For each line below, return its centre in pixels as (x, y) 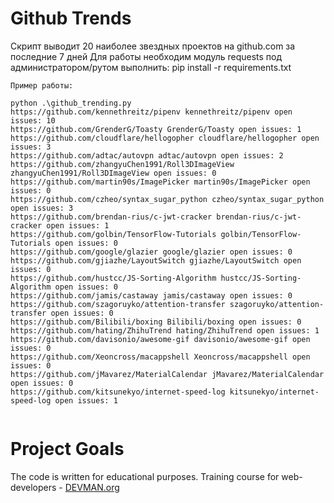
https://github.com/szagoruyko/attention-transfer (118, 304)
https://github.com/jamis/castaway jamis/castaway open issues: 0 (151, 295)
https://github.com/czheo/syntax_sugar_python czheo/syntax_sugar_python (167, 199)
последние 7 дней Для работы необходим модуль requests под (146, 56)
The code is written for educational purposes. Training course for (145, 476)
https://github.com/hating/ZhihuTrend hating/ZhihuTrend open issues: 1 (165, 330)
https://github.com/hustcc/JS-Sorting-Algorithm (113, 278)
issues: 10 (33, 120)
